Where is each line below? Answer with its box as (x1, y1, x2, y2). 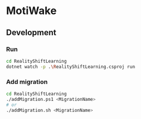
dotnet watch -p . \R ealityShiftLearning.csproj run (6, 63, 135, 70)
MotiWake (6, 4, 57, 18)
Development (6, 28, 57, 38)
